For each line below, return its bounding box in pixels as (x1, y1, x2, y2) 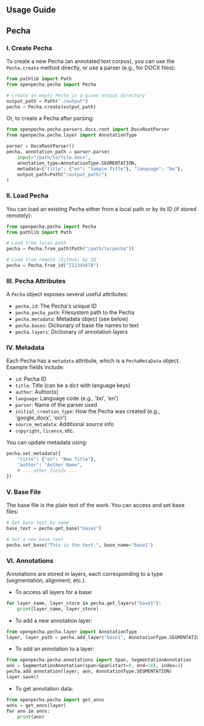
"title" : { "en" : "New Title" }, (17, 456, 97, 463)
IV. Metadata (6, 344, 45, 352)
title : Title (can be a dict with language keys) (15, 382, 131, 389)
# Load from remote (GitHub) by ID (6, 257, 97, 263)
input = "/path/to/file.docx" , (17, 154, 91, 161)
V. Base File (6, 488, 41, 496)
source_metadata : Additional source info (15, 421, 114, 428)
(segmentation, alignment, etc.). (6, 576, 86, 584)
